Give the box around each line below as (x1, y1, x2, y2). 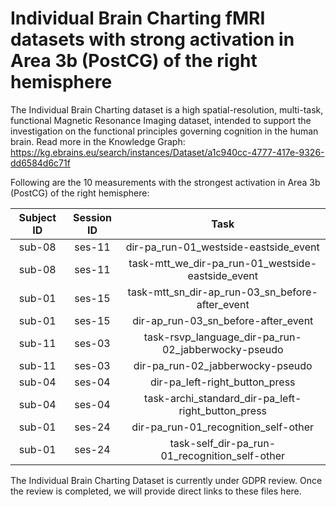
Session (72, 210, 113, 224)
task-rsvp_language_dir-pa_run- (143, 330, 302, 344)
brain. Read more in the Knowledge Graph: (10, 135, 186, 147)
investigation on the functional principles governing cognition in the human (10, 125, 319, 137)
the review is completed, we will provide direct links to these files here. (10, 485, 302, 497)
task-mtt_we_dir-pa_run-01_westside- (128, 256, 318, 270)
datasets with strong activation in (10, 28, 295, 51)
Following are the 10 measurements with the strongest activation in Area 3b (10, 176, 321, 188)
